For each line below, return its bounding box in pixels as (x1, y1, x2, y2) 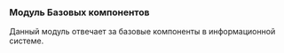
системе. (9, 35, 44, 46)
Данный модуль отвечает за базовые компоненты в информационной (9, 26, 276, 37)
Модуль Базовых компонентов (9, 6, 150, 19)
